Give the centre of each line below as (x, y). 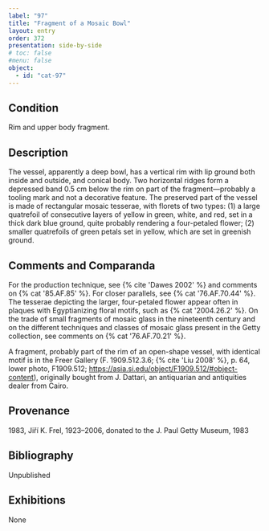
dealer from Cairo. (39, 386)
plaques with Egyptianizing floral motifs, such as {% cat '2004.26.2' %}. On (133, 311)
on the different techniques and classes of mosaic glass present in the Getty (134, 328)
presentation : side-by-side (55, 46)
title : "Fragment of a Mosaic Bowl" (69, 23)
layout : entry (32, 31)
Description (38, 152)
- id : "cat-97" (41, 76)
